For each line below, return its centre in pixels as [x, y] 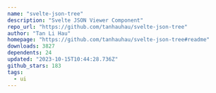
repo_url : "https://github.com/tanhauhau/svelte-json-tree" [98, 27]
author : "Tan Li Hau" [39, 33]
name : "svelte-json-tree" [45, 14]
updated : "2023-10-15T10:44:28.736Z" [63, 59]
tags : [15, 72]
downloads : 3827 [31, 46]
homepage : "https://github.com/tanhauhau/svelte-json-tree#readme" [109, 40]
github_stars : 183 [34, 66]
